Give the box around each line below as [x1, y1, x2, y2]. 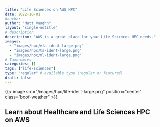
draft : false [5, 75, 32, 80]
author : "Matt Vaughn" [5, 21, 51, 26]
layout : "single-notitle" [5, 25, 58, 30]
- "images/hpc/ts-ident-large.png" [9, 48, 82, 53]
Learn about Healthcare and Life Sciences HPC [5, 108, 150, 116]
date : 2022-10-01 [5, 12, 40, 17]
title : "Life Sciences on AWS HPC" [5, 7, 78, 12]
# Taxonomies [5, 57, 32, 62]
